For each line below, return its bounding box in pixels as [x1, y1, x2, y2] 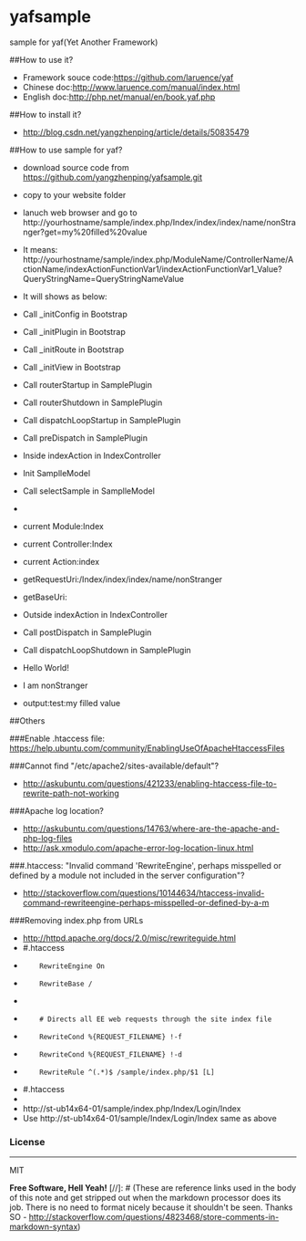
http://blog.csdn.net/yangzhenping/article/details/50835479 [22, 126, 250, 138]
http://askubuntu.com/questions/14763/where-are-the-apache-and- [22, 823, 280, 834]
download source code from [22, 162, 129, 172]
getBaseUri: [22, 591, 67, 602]
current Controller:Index [22, 538, 113, 549]
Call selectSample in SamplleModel [22, 485, 155, 496]
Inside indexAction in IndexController [22, 450, 162, 461]
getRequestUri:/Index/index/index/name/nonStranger [22, 573, 223, 585]
